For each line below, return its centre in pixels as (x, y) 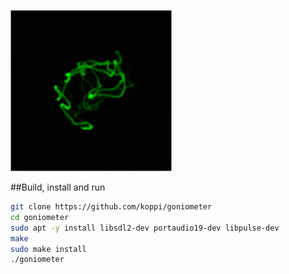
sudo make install (48, 249)
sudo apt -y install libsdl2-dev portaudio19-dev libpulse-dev (145, 228)
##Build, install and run (58, 187)
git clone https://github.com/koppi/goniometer (111, 207)
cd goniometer (40, 217)
